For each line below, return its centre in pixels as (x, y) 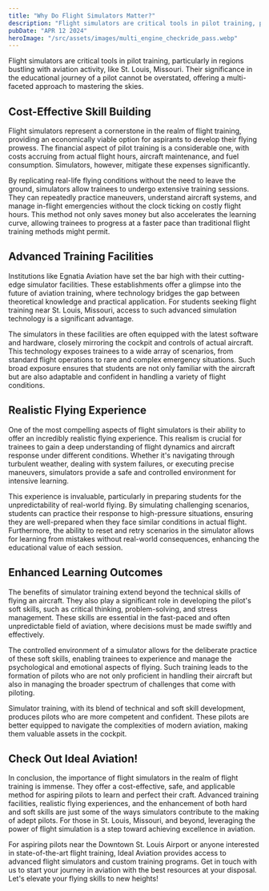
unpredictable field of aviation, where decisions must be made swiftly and (130, 626)
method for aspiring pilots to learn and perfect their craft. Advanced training (133, 795)
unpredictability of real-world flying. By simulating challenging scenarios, (129, 505)
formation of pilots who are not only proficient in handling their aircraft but (130, 675)
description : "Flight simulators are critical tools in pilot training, (132, 23)
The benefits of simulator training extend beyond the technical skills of (124, 592)
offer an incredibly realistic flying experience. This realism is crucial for (125, 438)
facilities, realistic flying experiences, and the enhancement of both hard (128, 804)
